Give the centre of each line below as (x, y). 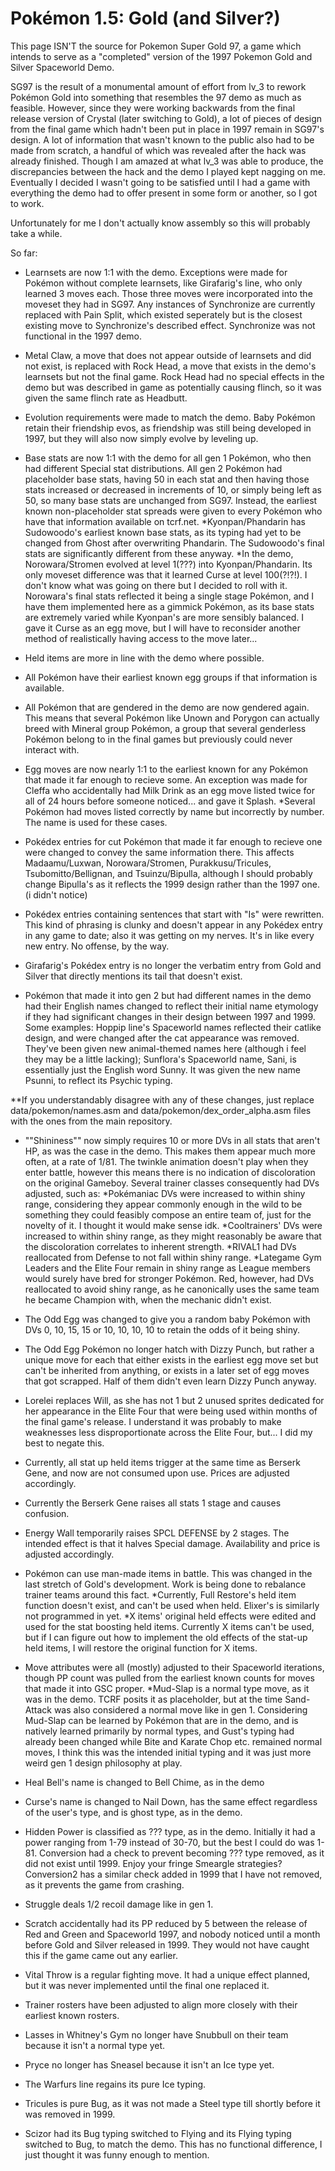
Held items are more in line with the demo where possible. (144, 658)
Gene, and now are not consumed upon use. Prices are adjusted (157, 1473)
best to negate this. (64, 1443)
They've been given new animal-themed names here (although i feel (165, 1048)
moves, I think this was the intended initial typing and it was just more (168, 1752)
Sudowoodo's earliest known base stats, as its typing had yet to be (163, 532)
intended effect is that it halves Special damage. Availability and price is (172, 1543)
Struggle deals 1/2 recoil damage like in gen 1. (119, 1904)
